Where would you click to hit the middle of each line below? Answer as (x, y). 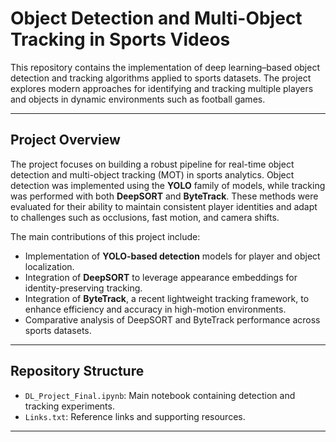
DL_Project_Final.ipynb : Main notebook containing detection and (160, 395)
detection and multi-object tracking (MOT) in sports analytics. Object (152, 174)
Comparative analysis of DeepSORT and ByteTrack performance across (172, 319)
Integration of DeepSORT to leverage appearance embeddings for (161, 277)
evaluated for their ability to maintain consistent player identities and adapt (164, 206)
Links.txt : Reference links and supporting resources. (135, 416)
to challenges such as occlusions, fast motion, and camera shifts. (145, 217)
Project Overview (65, 140)
